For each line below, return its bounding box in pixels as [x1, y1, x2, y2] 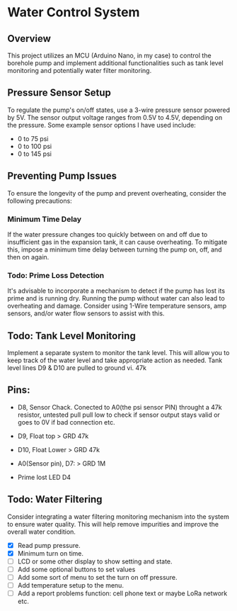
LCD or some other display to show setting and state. [17, 557, 173, 566]
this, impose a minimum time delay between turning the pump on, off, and [7, 245, 222, 254]
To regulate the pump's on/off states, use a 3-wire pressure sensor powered [7, 106, 231, 114]
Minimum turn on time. [17, 549, 83, 557]
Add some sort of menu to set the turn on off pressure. [17, 573, 178, 581]
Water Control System [7, 4, 140, 21]
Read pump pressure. [17, 541, 81, 549]
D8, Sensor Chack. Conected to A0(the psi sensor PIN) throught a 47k [17, 403, 222, 411]
